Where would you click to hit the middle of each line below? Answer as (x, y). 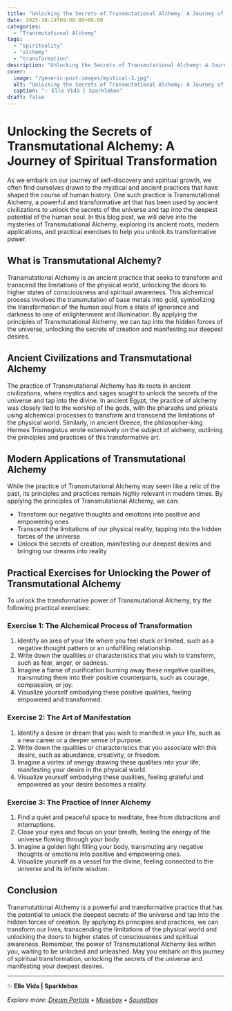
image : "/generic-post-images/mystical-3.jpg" (81, 78)
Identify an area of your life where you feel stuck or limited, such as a (115, 641)
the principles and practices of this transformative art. (84, 437)
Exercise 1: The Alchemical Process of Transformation (100, 626)
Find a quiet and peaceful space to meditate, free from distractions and (118, 817)
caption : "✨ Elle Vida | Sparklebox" (68, 91)
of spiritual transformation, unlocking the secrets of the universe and (105, 958)
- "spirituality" (38, 46)
